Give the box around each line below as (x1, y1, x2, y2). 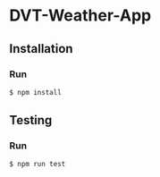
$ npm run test (9, 160, 66, 169)
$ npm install (9, 88, 63, 97)
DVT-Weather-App (9, 5, 152, 26)
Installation (9, 41, 73, 56)
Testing (9, 113, 53, 128)
